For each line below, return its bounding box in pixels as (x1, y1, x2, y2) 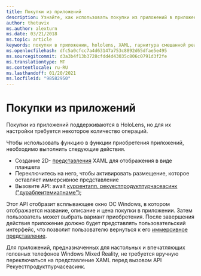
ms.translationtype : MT (6, 59, 66, 65)
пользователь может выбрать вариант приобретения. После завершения (6, 213, 194, 220)
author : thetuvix (6, 20, 50, 26)
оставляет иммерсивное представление (14, 176, 119, 183)
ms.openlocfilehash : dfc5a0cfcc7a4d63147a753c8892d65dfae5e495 (6, 48, 167, 54)
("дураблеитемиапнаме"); (14, 189, 82, 196)
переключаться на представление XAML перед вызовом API (6, 257, 162, 264)
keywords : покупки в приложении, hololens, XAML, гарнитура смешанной (6, 43, 186, 48)
